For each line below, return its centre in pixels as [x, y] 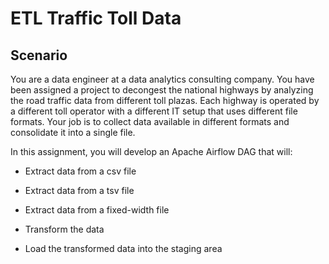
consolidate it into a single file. [73, 132]
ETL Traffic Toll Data [96, 18]
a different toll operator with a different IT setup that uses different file [154, 111]
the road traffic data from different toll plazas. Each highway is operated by [165, 100]
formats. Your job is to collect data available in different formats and [150, 121]
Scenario [39, 55]
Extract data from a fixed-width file [97, 210]
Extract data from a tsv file [79, 190]
